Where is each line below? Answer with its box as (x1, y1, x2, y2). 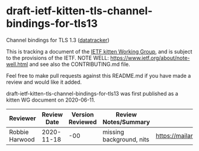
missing (102, 128, 124, 136)
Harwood (9, 135, 35, 143)
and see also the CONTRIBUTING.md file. (29, 61, 130, 68)
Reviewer (9, 114, 37, 122)
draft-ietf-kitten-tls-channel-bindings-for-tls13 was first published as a (6, 90, 179, 97)
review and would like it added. (6, 78, 82, 86)
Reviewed (68, 118, 97, 126)
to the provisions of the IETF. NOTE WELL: (6, 54, 110, 61)
